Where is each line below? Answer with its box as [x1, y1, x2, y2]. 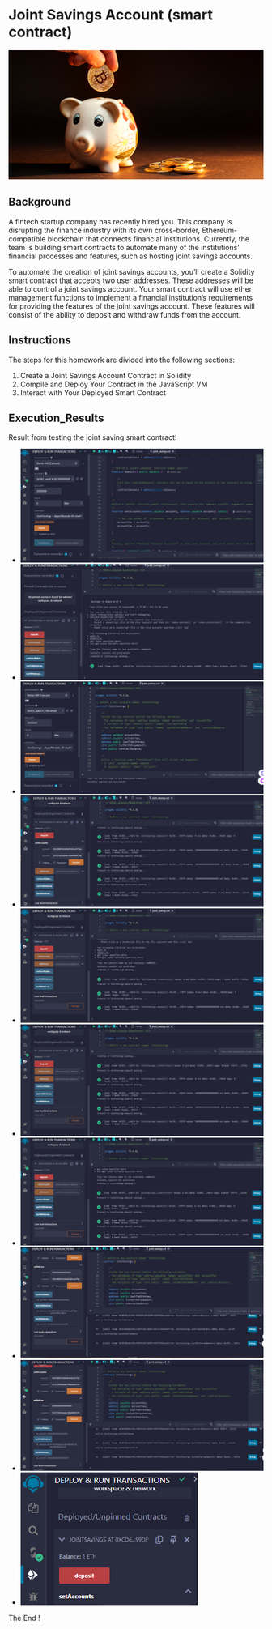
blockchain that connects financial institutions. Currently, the [47, 233, 250, 244]
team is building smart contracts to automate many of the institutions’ [8, 242, 240, 252]
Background [8, 195, 71, 209]
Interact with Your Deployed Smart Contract [19, 387, 166, 398]
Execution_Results [8, 411, 104, 424]
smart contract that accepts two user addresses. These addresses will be [8, 275, 253, 285]
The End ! [8, 1613, 40, 1623]
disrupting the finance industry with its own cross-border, [8, 225, 201, 235]
